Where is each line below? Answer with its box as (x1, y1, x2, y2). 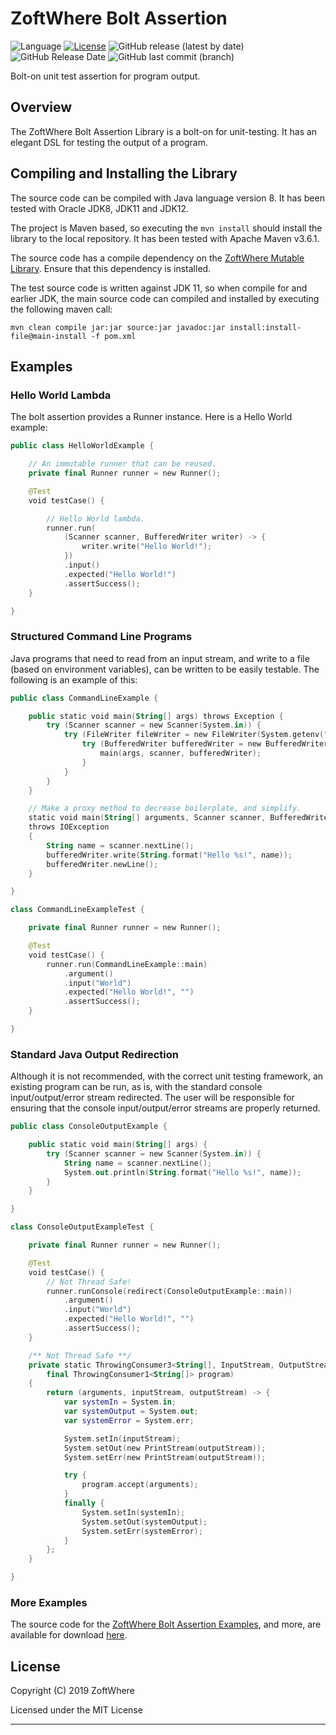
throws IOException (28, 822, 110, 832)
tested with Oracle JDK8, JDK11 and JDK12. (10, 202, 190, 214)
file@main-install (10, 331, 87, 341)
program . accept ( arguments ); (81, 1480, 199, 1490)
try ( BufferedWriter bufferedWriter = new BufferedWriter (81, 739, 329, 749)
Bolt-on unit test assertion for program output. (10, 70, 201, 82)
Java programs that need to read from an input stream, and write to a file (10, 652, 310, 664)
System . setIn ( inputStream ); (63, 1433, 182, 1444)
